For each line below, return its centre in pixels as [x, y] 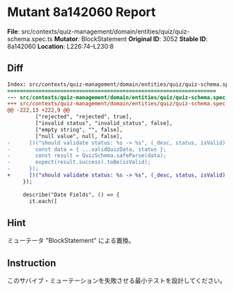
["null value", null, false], [79, 136]
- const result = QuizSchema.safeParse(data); [87, 156]
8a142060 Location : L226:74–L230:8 [61, 46]
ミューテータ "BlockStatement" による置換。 [71, 241]
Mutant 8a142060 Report [81, 12]
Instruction [32, 263]
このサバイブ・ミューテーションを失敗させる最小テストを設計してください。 [117, 281]
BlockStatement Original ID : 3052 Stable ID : [145, 38]
